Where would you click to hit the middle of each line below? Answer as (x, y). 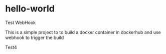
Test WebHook (21, 22)
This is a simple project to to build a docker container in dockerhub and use (83, 32)
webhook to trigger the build (35, 37)
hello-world (30, 9)
